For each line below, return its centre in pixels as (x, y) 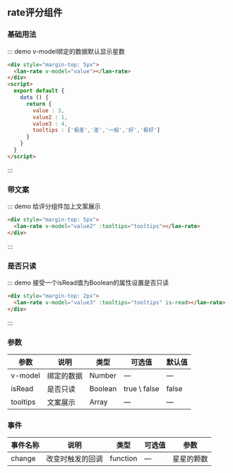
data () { (35, 97)
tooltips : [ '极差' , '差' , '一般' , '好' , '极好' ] (96, 130)
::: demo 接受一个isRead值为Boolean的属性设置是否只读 (88, 283)
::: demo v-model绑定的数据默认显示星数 (66, 51)
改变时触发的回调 (75, 459)
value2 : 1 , (50, 117)
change (24, 459)
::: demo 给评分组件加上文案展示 (54, 206)
